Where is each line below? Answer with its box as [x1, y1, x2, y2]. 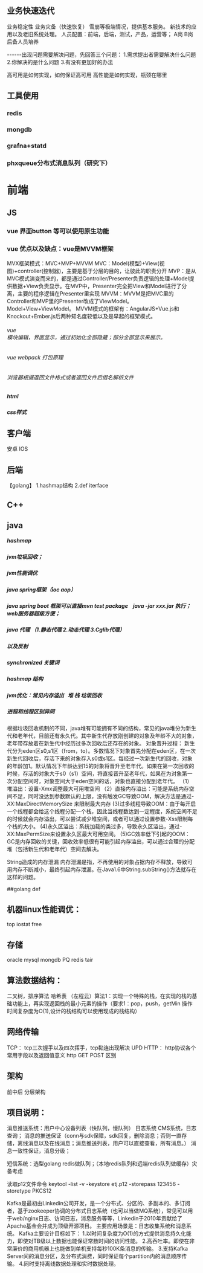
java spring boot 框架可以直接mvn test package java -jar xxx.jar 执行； [7, 602, 192, 609]
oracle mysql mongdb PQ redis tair [7, 956, 94, 964]
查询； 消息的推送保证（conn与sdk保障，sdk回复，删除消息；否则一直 [7, 1132, 182, 1139]
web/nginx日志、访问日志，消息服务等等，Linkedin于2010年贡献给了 [11, 1215, 183, 1222]
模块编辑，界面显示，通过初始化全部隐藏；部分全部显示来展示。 [7, 334, 166, 341]
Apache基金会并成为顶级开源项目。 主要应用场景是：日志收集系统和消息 [7, 1222, 187, 1229]
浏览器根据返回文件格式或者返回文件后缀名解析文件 [7, 373, 134, 381]
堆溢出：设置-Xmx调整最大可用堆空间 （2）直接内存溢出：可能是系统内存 [7, 785, 190, 792]
